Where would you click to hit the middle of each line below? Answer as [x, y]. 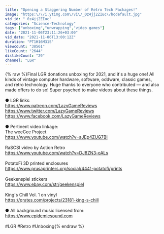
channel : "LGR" [21, 60]
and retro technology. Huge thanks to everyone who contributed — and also [82, 85]
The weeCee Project [26, 132]
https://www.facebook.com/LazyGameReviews [53, 116]
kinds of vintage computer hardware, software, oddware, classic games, [79, 79]
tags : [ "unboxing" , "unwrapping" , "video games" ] [55, 28]
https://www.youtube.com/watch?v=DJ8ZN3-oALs [57, 153]
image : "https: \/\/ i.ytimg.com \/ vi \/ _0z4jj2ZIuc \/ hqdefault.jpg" [73, 14]
